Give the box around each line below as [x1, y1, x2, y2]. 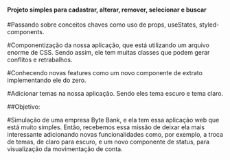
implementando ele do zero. [7, 76, 87, 85]
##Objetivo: [7, 103, 41, 111]
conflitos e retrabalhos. [7, 55, 73, 64]
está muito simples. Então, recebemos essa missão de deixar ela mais [7, 123, 205, 131]
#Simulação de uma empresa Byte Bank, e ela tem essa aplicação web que [7, 116, 220, 124]
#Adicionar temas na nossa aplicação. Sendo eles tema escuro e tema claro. [7, 90, 224, 98]
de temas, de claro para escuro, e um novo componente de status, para [7, 137, 210, 146]
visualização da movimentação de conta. [7, 145, 123, 153]
